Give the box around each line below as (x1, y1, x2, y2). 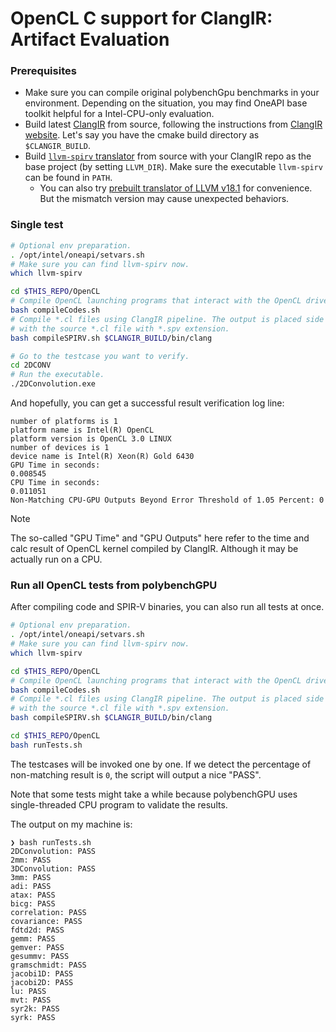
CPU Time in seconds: (10, 478, 101, 488)
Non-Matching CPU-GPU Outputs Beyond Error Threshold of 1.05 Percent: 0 (10, 495, 325, 506)
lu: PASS (10, 986, 47, 996)
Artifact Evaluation (10, 28, 170, 51)
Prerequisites (10, 64, 77, 78)
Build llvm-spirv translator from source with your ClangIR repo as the (24, 150, 312, 162)
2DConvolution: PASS (10, 846, 97, 856)
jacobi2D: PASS (10, 977, 74, 987)
